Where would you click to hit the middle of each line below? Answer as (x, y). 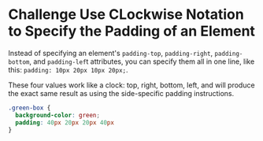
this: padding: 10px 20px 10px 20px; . (68, 69)
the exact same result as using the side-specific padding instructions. (121, 93)
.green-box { (30, 108)
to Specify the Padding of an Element (132, 31)
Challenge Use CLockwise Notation (126, 15)
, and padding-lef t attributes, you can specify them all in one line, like (142, 61)
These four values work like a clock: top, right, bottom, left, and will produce (131, 85)
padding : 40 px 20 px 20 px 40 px (65, 122)
